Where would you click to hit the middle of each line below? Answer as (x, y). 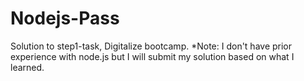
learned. (27, 67)
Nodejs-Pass (65, 18)
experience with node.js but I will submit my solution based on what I (152, 56)
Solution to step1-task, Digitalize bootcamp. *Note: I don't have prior (151, 46)
